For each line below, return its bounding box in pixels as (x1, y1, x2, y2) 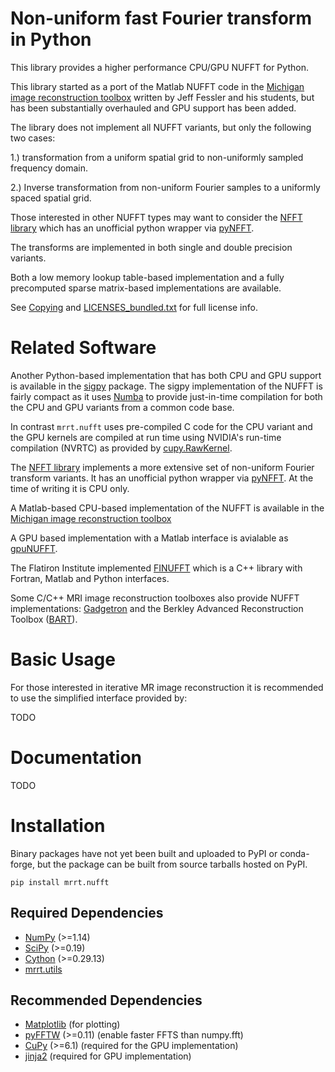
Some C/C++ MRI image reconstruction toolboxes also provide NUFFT (10, 592, 300, 604)
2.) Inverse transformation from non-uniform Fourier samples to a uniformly (10, 181, 321, 193)
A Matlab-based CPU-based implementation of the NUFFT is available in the (10, 502, 325, 514)
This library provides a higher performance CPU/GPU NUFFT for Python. (10, 61, 309, 73)
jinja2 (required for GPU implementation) (24, 1050, 192, 1062)
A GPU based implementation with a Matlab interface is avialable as (10, 532, 289, 544)
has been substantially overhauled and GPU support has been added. (10, 102, 297, 114)
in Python (10, 28, 92, 51)
